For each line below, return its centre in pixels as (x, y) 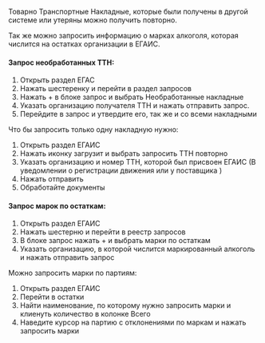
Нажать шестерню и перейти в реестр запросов (103, 232)
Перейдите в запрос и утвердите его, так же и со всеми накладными (138, 114)
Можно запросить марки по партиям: (73, 273)
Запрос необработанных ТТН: (61, 62)
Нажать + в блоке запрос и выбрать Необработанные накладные (132, 97)
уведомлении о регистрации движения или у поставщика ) (121, 170)
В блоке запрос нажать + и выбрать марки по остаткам (115, 241)
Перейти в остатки (52, 297)
